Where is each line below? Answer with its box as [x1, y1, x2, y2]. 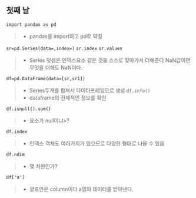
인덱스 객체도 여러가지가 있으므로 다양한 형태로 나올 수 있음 [29, 140, 165, 147]
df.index [6, 128, 28, 134]
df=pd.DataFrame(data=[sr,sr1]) [6, 75, 85, 81]
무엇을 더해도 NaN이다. [29, 64, 83, 71]
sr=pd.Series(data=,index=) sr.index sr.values [6, 45, 122, 51]
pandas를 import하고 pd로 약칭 [29, 32, 103, 39]
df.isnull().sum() [6, 105, 51, 112]
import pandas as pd [6, 21, 57, 28]
